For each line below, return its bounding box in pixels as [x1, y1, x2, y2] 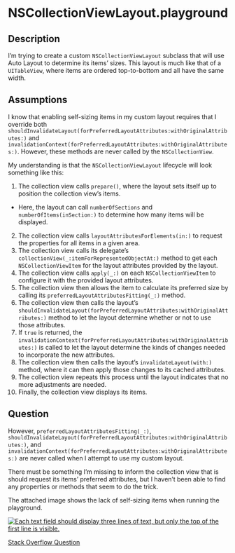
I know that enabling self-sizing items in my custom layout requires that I [8, 112, 217, 121]
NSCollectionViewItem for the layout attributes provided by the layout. [17, 261, 218, 269]
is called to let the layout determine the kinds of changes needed [38, 343, 226, 351]
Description [8, 33, 60, 45]
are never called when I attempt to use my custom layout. [19, 453, 185, 462]
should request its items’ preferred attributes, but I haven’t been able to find [8, 475, 226, 483]
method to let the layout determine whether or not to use [48, 313, 212, 322]
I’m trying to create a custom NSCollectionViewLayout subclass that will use [8, 51, 225, 60]
